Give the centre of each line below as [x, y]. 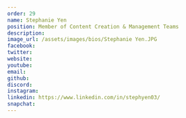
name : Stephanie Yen [37, 20]
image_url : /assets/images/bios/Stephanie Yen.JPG [82, 40]
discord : [20, 85]
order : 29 [22, 14]
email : [17, 71]
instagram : [23, 91]
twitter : [20, 53]
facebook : [22, 46]
